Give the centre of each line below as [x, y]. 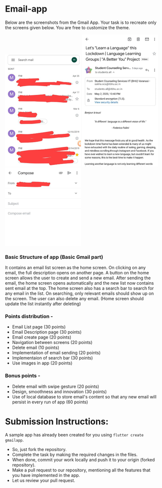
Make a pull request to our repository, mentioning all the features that [81, 470]
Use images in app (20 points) [42, 363]
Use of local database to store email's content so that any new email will [84, 397]
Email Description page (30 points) [47, 332]
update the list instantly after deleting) [43, 304]
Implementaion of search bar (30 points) [52, 358]
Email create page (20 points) [42, 337]
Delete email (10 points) [36, 348]
